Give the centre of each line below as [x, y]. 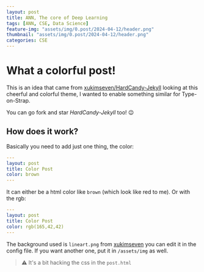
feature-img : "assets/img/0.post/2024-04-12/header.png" [80, 29]
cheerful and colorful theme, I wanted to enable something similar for [93, 94]
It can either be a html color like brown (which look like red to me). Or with [98, 192]
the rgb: [16, 199]
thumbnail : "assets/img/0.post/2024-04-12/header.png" [78, 35]
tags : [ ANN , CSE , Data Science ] [47, 23]
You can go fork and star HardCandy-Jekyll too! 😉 [70, 112]
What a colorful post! [61, 71]
